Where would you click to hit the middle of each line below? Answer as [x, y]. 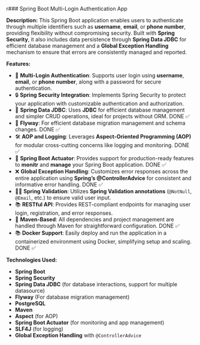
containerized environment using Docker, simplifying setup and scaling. [103, 241]
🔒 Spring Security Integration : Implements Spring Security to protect [100, 95]
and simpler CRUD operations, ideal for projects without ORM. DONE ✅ [102, 116]
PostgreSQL [30, 303]
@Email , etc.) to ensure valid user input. [63, 198]
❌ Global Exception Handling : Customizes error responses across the [101, 171]
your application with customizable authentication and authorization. [99, 103]
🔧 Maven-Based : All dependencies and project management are [94, 219]
